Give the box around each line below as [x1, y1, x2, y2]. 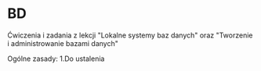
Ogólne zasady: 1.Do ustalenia [7, 54, 105, 63]
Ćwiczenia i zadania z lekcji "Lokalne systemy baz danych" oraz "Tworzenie [7, 30, 253, 40]
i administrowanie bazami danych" [7, 38, 118, 48]
